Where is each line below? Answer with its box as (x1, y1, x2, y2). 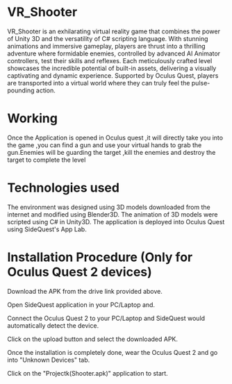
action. (35, 86, 56, 94)
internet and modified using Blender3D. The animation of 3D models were (7, 210, 218, 219)
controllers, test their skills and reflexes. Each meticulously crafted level (7, 56, 213, 65)
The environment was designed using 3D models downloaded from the (7, 203, 210, 211)
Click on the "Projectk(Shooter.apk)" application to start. (7, 369, 168, 377)
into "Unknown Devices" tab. (7, 356, 90, 364)
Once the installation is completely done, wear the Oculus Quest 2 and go (7, 348, 218, 356)
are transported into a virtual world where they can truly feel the (7, 78, 190, 87)
